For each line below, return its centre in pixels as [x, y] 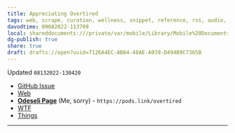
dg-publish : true [33, 40]
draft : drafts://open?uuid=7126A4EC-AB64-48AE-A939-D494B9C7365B [104, 53]
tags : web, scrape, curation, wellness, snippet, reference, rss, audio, [117, 20]
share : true [24, 46]
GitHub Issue [36, 86]
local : [17, 33]
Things [27, 115]
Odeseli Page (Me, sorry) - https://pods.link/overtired [99, 100]
